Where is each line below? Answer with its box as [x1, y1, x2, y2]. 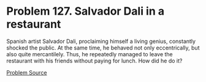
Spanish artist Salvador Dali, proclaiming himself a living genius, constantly [6, 37, 196, 45]
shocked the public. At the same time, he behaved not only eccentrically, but [6, 44, 200, 51]
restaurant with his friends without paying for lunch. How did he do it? [6, 57, 183, 64]
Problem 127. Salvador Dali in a [6, 4, 165, 18]
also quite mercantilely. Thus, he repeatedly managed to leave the [6, 50, 173, 58]
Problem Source [6, 69, 47, 76]
